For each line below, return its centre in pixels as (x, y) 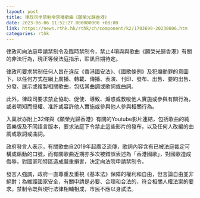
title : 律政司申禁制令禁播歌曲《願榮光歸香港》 (58, 17)
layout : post (22, 12)
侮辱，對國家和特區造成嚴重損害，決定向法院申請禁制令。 (76, 162)
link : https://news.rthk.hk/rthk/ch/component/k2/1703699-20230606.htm (97, 28)
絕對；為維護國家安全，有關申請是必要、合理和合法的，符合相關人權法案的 (97, 181)
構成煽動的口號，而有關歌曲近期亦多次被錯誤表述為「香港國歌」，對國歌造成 (99, 154)
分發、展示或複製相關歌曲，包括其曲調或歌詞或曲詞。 (71, 86)
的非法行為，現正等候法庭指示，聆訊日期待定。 (63, 59)
